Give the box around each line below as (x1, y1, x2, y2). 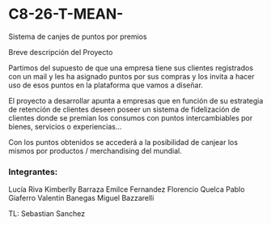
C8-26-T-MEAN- (8, 5, 124, 23)
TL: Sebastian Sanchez (8, 209, 86, 219)
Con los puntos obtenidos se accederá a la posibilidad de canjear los (8, 137, 239, 146)
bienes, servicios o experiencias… (8, 121, 122, 131)
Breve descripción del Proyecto (8, 47, 113, 57)
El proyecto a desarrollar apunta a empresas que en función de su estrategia (8, 96, 264, 105)
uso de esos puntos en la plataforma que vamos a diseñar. (8, 80, 204, 90)
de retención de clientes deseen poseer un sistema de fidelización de (8, 104, 240, 114)
